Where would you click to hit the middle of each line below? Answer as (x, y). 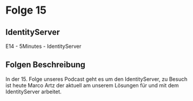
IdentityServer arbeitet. (34, 92)
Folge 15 (26, 10)
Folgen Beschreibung (46, 65)
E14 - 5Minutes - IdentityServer (44, 46)
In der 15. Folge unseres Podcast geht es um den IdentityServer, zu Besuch (96, 79)
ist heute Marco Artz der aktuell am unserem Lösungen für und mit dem (92, 85)
